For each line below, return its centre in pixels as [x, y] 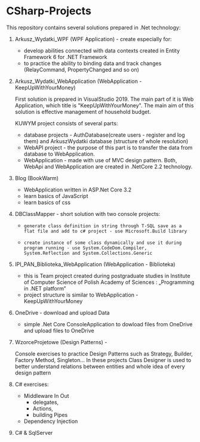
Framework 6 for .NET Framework [65, 57]
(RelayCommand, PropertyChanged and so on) [81, 69]
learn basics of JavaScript [56, 196]
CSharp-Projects [49, 11]
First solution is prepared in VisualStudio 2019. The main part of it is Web [104, 99]
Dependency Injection [51, 421]
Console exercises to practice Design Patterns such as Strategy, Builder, [104, 354]
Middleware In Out [47, 395]
